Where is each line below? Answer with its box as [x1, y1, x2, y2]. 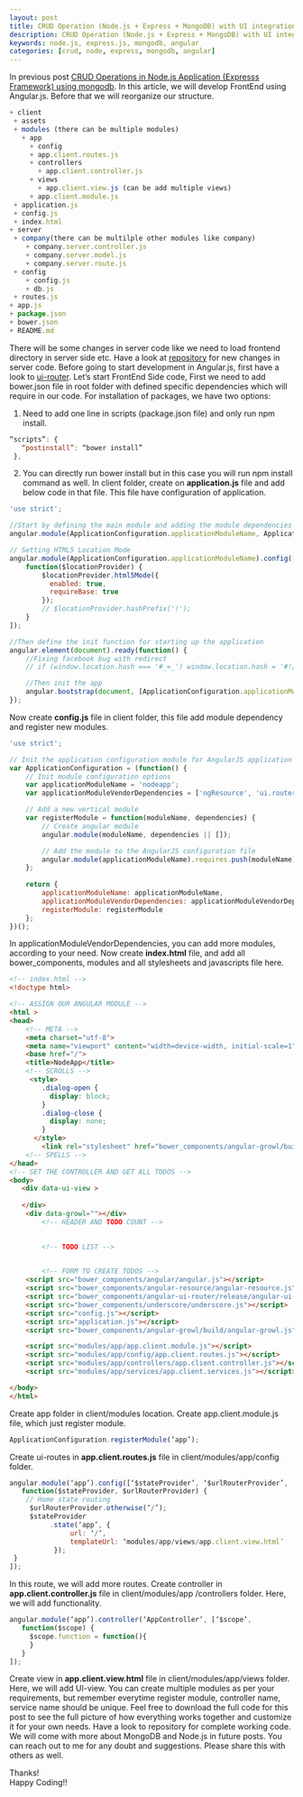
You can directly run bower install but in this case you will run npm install [22, 468, 293, 479]
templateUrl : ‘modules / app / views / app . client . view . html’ [69, 1537, 284, 1546]
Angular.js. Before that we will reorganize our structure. [9, 91, 215, 102]
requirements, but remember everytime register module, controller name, [9, 1692, 281, 1703]
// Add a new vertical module [25, 805, 140, 815]
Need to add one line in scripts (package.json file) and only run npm [22, 408, 275, 419]
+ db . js [25, 284, 54, 293]
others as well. [9, 1750, 64, 1761]
